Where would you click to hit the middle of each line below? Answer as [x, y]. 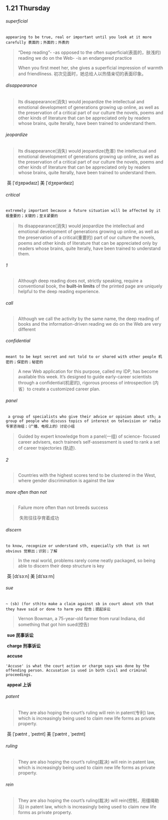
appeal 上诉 [19, 685]
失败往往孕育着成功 [39, 518]
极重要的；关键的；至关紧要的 [32, 216]
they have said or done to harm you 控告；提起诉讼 [58, 609]
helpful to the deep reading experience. [59, 292]
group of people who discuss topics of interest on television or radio [83, 421]
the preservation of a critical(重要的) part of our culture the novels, [87, 237]
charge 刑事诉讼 [24, 646]
